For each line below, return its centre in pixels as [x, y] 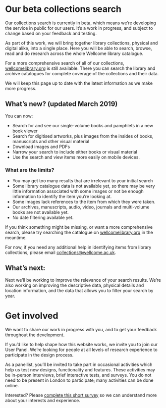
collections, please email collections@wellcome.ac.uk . [61, 253]
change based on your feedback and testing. [51, 33]
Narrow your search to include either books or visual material [75, 152]
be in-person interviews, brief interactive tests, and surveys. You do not [78, 375]
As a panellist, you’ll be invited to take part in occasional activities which [79, 364]
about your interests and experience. [43, 400]
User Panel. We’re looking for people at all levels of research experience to [81, 350]
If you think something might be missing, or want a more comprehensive [79, 227]
